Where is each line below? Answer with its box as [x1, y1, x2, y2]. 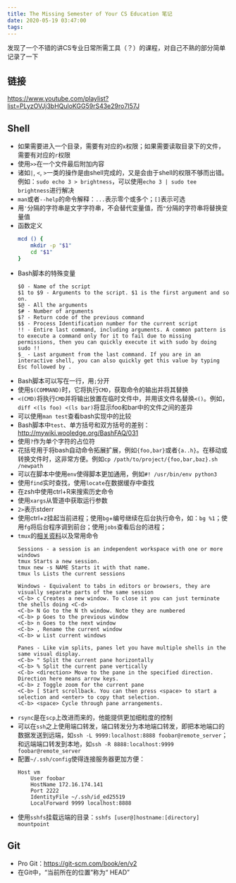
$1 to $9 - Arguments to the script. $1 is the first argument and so [17, 289, 230, 296]
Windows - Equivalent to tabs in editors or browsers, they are [17, 582, 211, 589]
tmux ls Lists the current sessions [17, 570, 125, 577]
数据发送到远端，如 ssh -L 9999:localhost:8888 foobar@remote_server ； [17, 731, 228, 739]
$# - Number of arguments [17, 308, 94, 315]
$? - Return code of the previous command [17, 313, 144, 321]
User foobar [30, 774, 66, 782]
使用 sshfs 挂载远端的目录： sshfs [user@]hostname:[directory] [17, 812, 199, 821]
